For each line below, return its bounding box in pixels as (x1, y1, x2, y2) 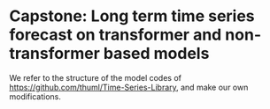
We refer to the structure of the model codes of (9, 72, 181, 83)
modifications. (9, 91, 62, 102)
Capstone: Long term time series (9, 6, 255, 26)
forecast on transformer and (9, 25, 222, 45)
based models (103, 44, 210, 63)
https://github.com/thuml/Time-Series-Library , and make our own (9, 82, 249, 92)
